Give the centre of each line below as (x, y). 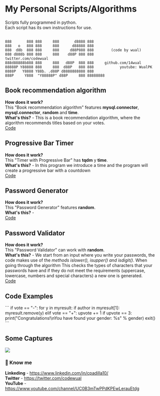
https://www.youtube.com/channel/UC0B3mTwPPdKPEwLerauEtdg (72, 389)
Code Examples (29, 296)
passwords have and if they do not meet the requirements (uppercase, (75, 271)
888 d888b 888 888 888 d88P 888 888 (50, 54)
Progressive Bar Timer (39, 143)
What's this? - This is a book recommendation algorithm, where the (73, 117)
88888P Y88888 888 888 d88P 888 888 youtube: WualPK (79, 67)
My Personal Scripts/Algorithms (71, 9)
